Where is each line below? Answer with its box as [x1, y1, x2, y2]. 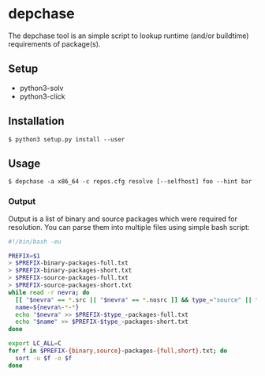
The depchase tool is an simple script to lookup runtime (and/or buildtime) [8, 31, 249, 40]
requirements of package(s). [8, 39, 101, 48]
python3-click [19, 92, 65, 101]
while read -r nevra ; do [8, 288, 90, 296]
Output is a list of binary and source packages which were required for [8, 214, 238, 224]
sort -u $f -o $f [15, 354, 73, 362]
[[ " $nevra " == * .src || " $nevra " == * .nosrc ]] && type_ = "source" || [15, 295, 252, 304]
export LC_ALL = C [8, 340, 62, 348]
